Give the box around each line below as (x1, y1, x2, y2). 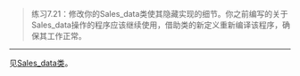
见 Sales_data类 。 (9, 57, 73, 68)
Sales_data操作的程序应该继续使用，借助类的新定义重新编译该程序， (30, 19, 283, 30)
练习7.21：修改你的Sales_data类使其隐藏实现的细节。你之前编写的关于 (30, 9, 288, 19)
